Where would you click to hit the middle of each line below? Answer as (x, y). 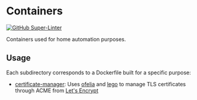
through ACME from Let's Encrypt (57, 90)
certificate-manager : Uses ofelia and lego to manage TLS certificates (100, 84)
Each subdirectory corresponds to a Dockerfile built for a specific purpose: (99, 72)
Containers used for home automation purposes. (66, 39)
